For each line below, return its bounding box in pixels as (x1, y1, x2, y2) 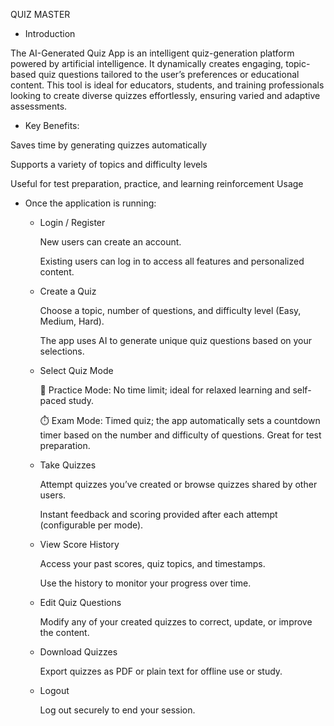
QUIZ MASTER (10, 9, 71, 20)
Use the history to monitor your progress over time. (39, 577, 252, 589)
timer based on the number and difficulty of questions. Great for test (39, 429, 322, 441)
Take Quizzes (39, 459, 97, 471)
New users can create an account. (39, 236, 182, 248)
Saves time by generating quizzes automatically (10, 139, 208, 151)
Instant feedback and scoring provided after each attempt (39, 509, 278, 520)
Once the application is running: (24, 197, 157, 209)
